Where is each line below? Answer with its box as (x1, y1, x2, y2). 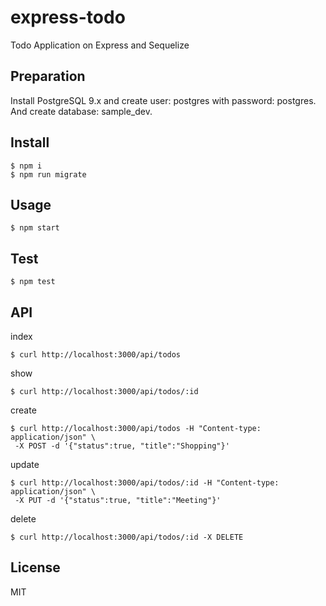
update (10, 459, 40, 470)
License (10, 559, 61, 576)
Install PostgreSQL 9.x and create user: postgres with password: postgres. (10, 94, 317, 106)
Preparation (10, 68, 86, 85)
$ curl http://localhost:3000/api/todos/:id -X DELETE (10, 532, 244, 542)
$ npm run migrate (10, 169, 87, 180)
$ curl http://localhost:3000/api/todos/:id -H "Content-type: (10, 478, 280, 488)
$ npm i (10, 161, 43, 171)
